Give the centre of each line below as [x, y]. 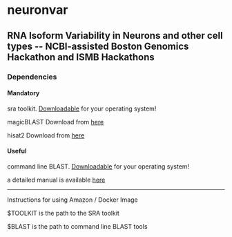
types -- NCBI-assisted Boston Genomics [98, 46]
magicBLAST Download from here [56, 122]
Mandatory [23, 93]
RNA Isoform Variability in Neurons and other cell [115, 36]
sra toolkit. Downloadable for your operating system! [82, 108]
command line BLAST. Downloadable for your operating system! [98, 166]
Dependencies [32, 77]
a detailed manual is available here [56, 180]
